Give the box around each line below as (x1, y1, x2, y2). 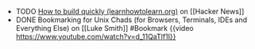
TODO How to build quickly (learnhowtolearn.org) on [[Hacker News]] (15, 7, 245, 16)
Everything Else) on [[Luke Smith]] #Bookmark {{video (15, 24, 195, 32)
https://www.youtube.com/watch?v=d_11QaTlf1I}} (15, 32, 176, 41)
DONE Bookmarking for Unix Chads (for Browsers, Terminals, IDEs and (15, 15, 248, 24)
